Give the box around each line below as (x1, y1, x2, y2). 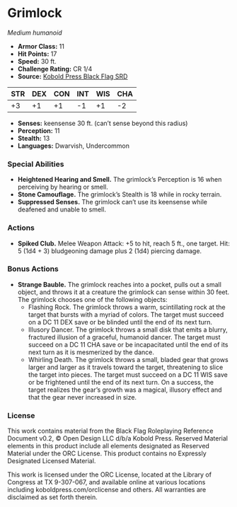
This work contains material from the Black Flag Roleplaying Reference (7, 426, 214, 436)
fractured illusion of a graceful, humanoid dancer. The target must (28, 332, 221, 341)
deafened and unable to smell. (17, 205, 106, 214)
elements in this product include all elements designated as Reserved (7, 442, 210, 450)
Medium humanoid (7, 28, 62, 37)
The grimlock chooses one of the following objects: (17, 295, 168, 303)
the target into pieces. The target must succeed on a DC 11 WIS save (28, 370, 228, 379)
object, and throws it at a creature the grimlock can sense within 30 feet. (17, 288, 230, 296)
